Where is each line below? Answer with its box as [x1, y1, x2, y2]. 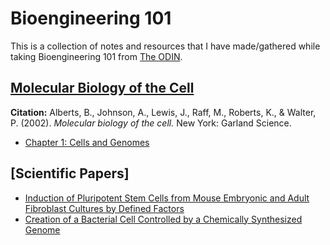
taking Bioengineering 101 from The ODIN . [10, 50, 183, 62]
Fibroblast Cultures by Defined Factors [24, 202, 185, 214]
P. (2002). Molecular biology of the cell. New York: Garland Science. [10, 117, 292, 129]
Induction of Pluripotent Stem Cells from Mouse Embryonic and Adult [24, 192, 310, 204]
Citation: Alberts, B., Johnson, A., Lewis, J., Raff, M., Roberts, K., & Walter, [10, 106, 317, 118]
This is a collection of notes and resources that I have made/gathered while [10, 40, 321, 52]
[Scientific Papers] [10, 165, 130, 182]
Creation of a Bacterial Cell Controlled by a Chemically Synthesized [24, 213, 303, 225]
